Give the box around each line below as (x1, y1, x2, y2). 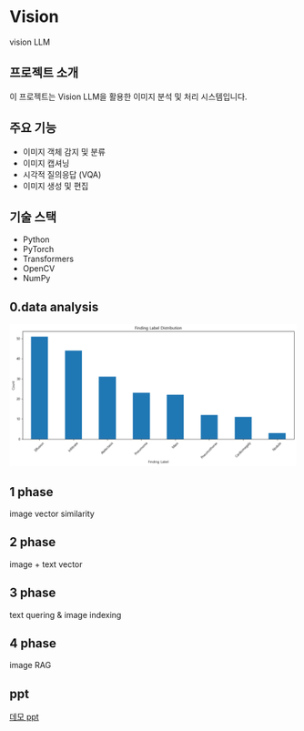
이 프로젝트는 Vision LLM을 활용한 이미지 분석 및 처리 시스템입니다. (9, 91, 248, 102)
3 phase (9, 585, 56, 601)
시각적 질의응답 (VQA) (22, 168, 102, 179)
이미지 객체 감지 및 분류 (22, 146, 106, 157)
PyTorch (22, 244, 55, 255)
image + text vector (9, 558, 83, 570)
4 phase (9, 635, 56, 652)
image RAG (9, 660, 52, 671)
